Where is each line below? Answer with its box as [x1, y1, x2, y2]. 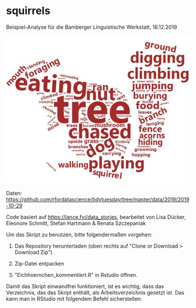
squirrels [6, 4, 51, 18]
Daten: [6, 189, 22, 197]
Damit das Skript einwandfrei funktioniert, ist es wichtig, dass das [6, 283, 164, 290]
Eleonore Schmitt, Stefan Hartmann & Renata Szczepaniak [6, 220, 146, 227]
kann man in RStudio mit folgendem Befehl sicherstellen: [6, 295, 142, 303]
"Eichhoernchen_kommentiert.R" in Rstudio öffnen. [14, 272, 138, 279]
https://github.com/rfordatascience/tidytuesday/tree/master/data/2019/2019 [6, 196, 190, 203]
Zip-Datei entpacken [14, 260, 64, 268]
